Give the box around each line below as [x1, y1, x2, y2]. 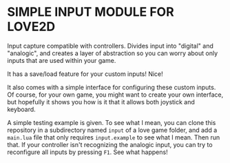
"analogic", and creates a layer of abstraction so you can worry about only [7, 49, 218, 57]
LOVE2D [7, 19, 56, 35]
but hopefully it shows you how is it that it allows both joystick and [7, 97, 195, 106]
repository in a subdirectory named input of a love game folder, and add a [7, 126, 218, 134]
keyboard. [7, 105, 36, 113]
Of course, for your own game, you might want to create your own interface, [7, 90, 224, 99]
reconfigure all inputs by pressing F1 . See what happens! [7, 148, 168, 156]
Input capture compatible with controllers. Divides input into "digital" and [7, 41, 213, 50]
